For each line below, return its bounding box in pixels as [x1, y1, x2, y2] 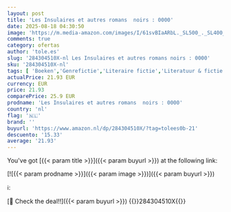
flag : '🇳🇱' [7, 112, 41, 119]
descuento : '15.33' [7, 131, 63, 138]
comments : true [7, 36, 51, 43]
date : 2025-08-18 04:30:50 [7, 23, 85, 30]
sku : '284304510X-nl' [7, 61, 69, 68]
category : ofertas [7, 42, 60, 49]
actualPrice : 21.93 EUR [7, 73, 76, 81]
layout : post [7, 10, 45, 17]
